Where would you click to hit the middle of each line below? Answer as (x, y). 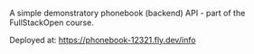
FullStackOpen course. (52, 22)
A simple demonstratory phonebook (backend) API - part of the (127, 13)
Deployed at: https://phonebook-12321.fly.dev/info (103, 40)
